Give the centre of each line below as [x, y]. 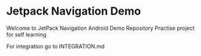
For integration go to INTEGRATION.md [56, 46]
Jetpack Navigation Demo [74, 11]
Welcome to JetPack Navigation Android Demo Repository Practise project [100, 28]
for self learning [26, 34]
